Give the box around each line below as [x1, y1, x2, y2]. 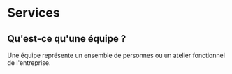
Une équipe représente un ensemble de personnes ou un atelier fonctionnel [7, 51, 226, 59]
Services [7, 5, 61, 21]
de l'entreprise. [7, 59, 51, 67]
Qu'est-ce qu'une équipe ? [7, 33, 126, 45]
